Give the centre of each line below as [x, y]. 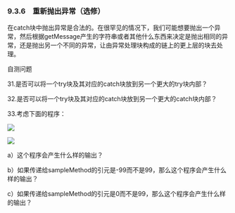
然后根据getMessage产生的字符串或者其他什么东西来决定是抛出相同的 [121, 37]
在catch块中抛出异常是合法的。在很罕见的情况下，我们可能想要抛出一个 [111, 28]
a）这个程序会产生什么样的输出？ [55, 155]
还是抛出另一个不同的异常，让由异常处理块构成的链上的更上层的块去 [118, 45]
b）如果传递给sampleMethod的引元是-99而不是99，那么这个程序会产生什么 [117, 170]
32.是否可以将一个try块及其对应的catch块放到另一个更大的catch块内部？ [112, 99]
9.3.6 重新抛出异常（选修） [56, 11]
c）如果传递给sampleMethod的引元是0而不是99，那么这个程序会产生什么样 [117, 194]
